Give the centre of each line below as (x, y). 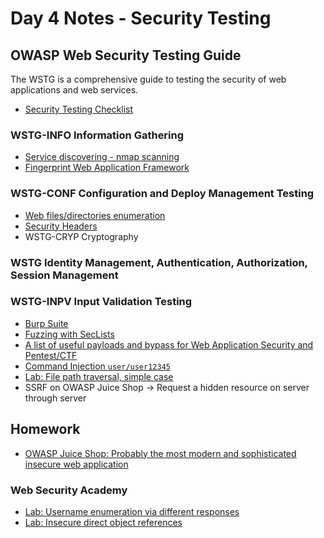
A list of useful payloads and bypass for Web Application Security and (169, 344)
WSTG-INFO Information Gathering (97, 135)
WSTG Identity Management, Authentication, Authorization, (159, 262)
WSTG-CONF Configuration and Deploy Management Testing (162, 194)
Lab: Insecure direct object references (103, 522)
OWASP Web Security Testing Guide (126, 55)
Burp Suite (46, 323)
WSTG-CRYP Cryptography (81, 236)
